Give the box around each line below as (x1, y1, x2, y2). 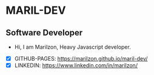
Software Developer (5, 28, 83, 38)
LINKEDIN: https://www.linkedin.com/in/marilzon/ (14, 62, 138, 69)
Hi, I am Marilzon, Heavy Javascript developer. (14, 43, 131, 50)
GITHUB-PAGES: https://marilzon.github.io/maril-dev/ (14, 55, 148, 62)
